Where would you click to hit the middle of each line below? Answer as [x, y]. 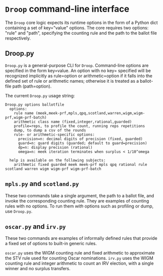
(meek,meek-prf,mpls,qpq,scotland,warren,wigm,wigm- [91, 113]
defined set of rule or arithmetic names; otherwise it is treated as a [72, 81]
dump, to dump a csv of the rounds [50, 130]
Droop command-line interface [67, 9]
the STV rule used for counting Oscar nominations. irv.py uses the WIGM [79, 258]
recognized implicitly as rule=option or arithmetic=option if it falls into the [79, 76]
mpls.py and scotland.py [42, 184]
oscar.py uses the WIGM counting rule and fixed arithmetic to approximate [80, 253]
